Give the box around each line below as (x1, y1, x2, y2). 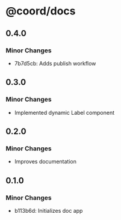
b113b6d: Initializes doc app (14, 207, 83, 214)
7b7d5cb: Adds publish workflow (14, 60, 96, 67)
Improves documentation (14, 158, 76, 165)
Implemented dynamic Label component (14, 109, 115, 116)
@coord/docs (5, 4, 76, 18)
